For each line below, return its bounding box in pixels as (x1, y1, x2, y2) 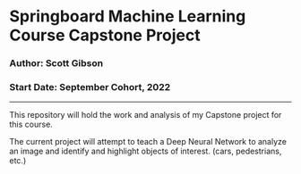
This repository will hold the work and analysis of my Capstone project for (9, 110, 282, 120)
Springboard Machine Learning (9, 6, 246, 27)
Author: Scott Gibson (9, 57, 104, 70)
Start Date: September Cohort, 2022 (9, 81, 171, 94)
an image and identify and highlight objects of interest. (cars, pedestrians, (9, 145, 282, 157)
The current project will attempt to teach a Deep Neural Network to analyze (9, 137, 287, 147)
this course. (9, 119, 54, 130)
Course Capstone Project (9, 25, 201, 46)
